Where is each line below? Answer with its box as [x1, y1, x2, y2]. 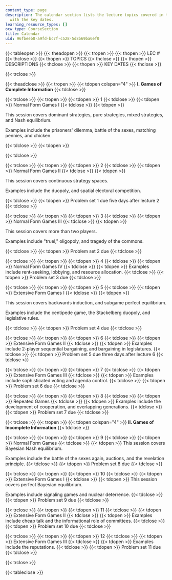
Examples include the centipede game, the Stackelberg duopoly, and [5, 309, 150, 316]
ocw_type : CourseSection [5, 27, 58, 32]
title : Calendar [5, 31, 40, 36]
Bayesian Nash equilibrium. [5, 445, 63, 451]
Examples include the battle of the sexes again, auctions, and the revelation [5, 455, 165, 461]
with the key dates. [10, 17, 54, 22]
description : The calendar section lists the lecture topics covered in [5, 12, 164, 17]
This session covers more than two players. [5, 228, 97, 234]
